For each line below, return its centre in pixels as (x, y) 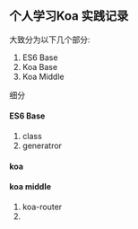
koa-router (42, 207)
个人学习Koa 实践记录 (69, 16)
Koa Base (40, 66)
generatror (42, 145)
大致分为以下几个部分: (50, 40)
